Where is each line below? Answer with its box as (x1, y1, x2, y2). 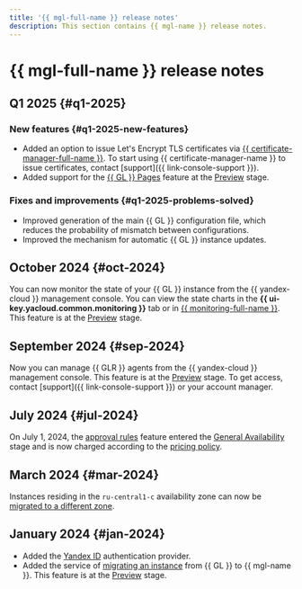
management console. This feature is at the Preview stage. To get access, (9, 372, 283, 383)
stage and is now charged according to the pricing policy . (9, 442, 223, 452)
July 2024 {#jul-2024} (9, 407, 139, 423)
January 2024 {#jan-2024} (9, 527, 165, 542)
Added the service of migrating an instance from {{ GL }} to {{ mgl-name (22, 559, 292, 571)
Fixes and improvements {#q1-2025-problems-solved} (9, 194, 254, 207)
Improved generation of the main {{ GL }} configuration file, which (22, 215, 267, 226)
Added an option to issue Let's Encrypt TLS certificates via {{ (22, 143, 250, 154)
